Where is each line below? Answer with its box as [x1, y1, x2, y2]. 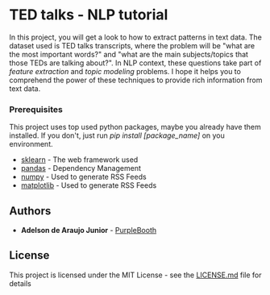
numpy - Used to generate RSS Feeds [20, 172, 147, 182]
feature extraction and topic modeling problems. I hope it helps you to [9, 66, 241, 76]
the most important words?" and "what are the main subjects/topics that [9, 49, 249, 59]
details [9, 278, 31, 288]
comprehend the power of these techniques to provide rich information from [9, 75, 263, 85]
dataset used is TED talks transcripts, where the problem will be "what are [9, 40, 255, 50]
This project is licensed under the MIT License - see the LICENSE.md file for [9, 270, 262, 280]
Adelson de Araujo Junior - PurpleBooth [20, 226, 157, 235]
